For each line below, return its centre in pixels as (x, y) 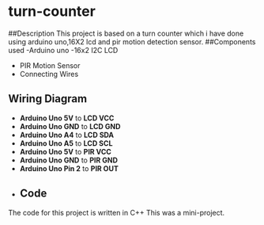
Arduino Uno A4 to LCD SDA (67, 135)
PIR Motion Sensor (50, 65)
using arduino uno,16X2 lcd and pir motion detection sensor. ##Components (132, 41)
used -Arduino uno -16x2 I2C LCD (63, 50)
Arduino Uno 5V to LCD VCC (67, 118)
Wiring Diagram (48, 99)
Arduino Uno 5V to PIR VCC (66, 151)
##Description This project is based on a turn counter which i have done (126, 33)
